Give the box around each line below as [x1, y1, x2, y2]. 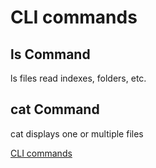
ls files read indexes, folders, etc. [10, 72, 147, 84]
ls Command [10, 46, 91, 63]
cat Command [10, 101, 100, 118]
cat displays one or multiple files [10, 127, 144, 140]
